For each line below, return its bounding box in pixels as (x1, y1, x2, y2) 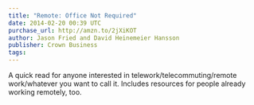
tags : (8, 49, 26, 56)
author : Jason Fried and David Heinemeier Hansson (8, 33, 180, 42)
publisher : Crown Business (8, 41, 98, 49)
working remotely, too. (8, 87, 82, 96)
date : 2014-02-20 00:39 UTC (8, 19, 102, 27)
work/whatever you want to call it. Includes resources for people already (8, 79, 246, 88)
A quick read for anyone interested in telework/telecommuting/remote (8, 71, 237, 80)
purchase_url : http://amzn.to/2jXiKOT (8, 26, 137, 34)
